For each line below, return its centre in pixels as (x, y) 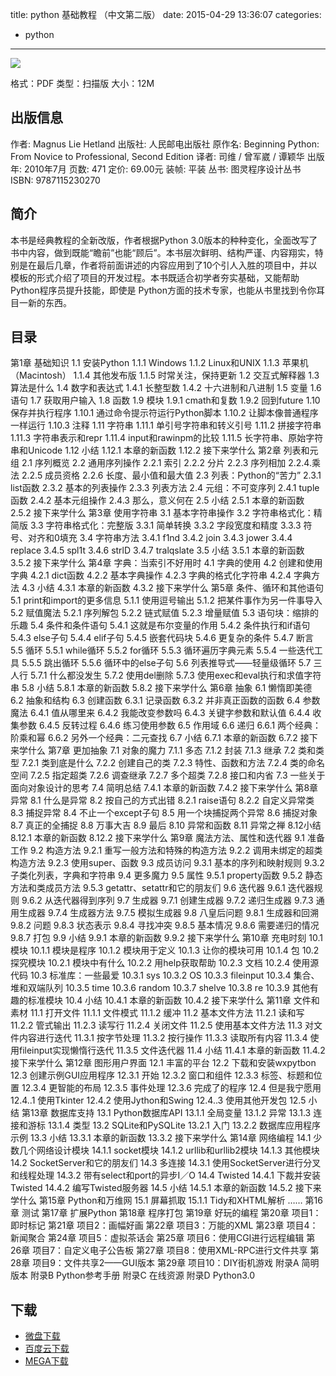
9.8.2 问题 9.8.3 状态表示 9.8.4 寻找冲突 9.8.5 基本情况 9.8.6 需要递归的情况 (165, 925)
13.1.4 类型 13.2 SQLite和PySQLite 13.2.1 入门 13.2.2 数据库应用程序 (184, 1125)
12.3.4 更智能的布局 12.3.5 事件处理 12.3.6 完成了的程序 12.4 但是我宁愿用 (171, 1088)
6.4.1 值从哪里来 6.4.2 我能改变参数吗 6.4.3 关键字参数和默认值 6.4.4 (170, 713)
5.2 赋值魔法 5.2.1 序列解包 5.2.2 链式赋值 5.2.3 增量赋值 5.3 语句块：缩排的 (165, 613)
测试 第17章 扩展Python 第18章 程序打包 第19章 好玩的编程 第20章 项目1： (171, 1213)
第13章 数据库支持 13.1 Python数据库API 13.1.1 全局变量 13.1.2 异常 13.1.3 (166, 1113)
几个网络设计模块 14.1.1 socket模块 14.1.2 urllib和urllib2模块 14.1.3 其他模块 (169, 1150)
